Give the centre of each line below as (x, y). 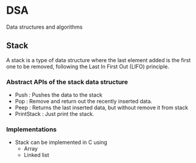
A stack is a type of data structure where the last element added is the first (99, 60)
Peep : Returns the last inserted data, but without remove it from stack (102, 107)
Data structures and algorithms (44, 27)
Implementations (31, 129)
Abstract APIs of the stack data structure (67, 82)
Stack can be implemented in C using (61, 142)
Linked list (36, 155)
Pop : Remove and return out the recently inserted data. (84, 102)
